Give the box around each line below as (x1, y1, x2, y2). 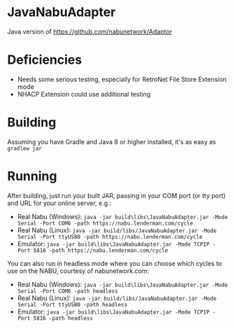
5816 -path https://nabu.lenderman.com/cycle (33, 246, 169, 254)
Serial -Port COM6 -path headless (17, 288, 118, 295)
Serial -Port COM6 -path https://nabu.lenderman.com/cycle (17, 220, 194, 227)
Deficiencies (7, 52, 83, 68)
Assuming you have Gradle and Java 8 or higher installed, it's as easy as (7, 137, 216, 146)
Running (7, 169, 57, 184)
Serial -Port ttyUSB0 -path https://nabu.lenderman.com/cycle (17, 233, 203, 240)
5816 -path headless (33, 314, 93, 322)
